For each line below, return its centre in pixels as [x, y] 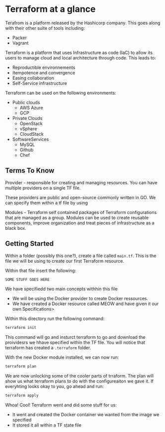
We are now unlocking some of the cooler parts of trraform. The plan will [79, 376]
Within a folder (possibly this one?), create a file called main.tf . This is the [81, 256]
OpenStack [31, 123]
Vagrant [20, 43]
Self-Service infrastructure [40, 83]
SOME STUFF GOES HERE [27, 279]
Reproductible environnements [44, 67]
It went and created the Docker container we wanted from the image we [86, 415]
